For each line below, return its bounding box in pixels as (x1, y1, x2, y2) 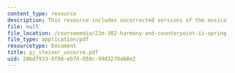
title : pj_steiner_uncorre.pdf (7, 49, 99, 56)
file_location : (7, 29, 52, 37)
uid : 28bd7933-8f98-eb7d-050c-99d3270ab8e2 (7, 56, 136, 63)
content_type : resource (7, 10, 77, 17)
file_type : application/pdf (7, 36, 90, 43)
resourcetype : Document (7, 42, 77, 49)
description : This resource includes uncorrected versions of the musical (7, 17, 230, 24)
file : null (7, 23, 39, 30)
